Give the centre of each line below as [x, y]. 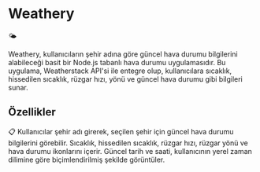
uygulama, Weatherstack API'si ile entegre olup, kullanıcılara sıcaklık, [120, 71]
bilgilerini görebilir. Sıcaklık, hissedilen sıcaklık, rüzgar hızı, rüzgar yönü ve [128, 143]
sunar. [19, 87]
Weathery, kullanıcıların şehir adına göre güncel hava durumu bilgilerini [123, 54]
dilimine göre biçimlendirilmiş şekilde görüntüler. [87, 159]
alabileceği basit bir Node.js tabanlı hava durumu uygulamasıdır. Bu [117, 62]
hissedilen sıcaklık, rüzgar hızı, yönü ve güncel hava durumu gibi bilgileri [125, 79]
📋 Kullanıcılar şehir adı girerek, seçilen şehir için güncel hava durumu [121, 131]
